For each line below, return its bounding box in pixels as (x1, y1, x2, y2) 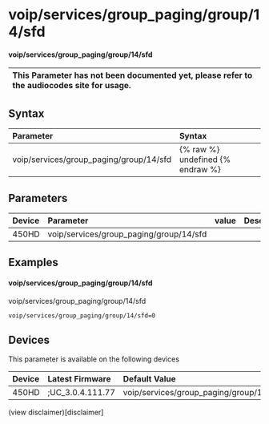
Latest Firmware (47, 374, 111, 385)
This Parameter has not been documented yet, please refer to (12, 70, 253, 81)
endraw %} (179, 164, 222, 176)
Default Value (122, 374, 176, 385)
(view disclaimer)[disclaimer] (8, 407, 104, 418)
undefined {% (179, 154, 231, 165)
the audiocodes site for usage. (12, 80, 131, 91)
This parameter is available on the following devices (8, 354, 180, 364)
